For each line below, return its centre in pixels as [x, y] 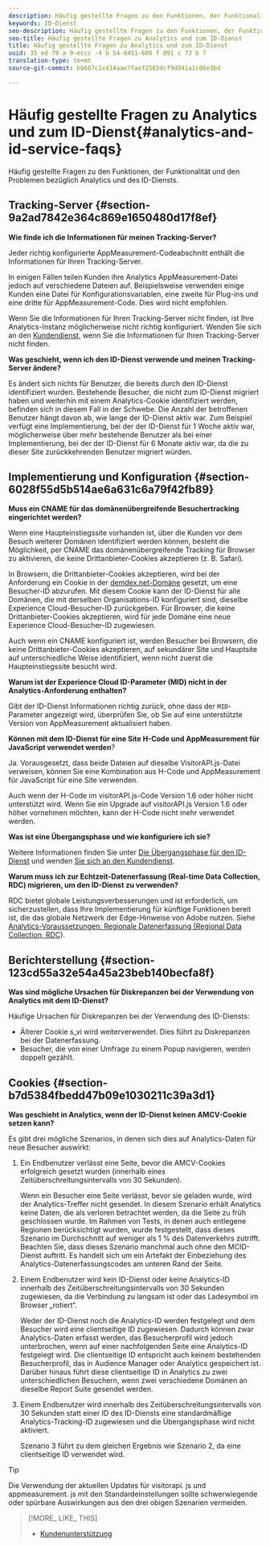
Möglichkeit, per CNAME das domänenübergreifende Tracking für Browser [132, 550]
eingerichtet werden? [45, 517]
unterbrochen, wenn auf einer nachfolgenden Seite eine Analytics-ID [134, 1346]
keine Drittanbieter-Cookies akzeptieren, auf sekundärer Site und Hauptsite [133, 650]
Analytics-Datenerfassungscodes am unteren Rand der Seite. [121, 1264]
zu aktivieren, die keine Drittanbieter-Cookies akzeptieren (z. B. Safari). [126, 559]
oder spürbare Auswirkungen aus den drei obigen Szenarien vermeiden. [128, 1502]
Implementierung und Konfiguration [100, 476]
